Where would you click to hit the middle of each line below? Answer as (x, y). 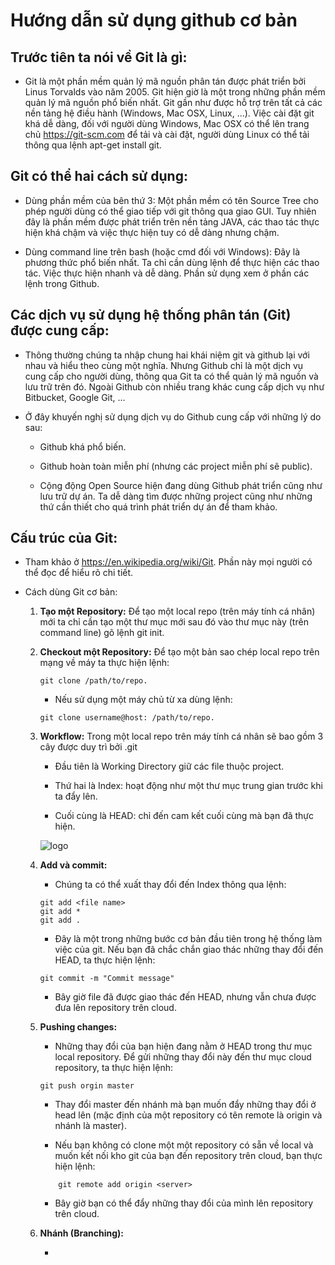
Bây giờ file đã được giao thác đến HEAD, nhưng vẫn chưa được (185, 997)
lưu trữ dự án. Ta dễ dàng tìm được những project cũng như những (176, 496)
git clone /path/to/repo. (93, 681)
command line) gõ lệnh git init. (102, 633)
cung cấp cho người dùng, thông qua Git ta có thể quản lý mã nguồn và (171, 376)
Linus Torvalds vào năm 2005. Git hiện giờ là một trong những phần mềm (175, 92)
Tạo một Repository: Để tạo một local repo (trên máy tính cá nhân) (177, 611)
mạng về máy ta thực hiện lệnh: (104, 663)
